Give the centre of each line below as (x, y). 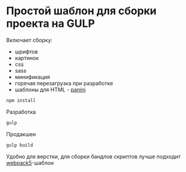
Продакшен (21, 134)
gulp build (20, 145)
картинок (27, 58)
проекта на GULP (51, 24)
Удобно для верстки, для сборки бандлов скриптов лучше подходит (93, 157)
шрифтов (26, 51)
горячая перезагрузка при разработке (64, 83)
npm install (21, 100)
